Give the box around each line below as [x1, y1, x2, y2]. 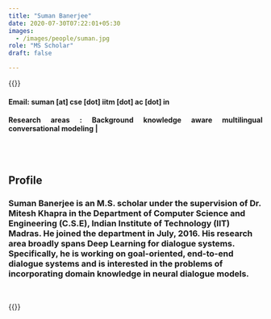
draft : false [8, 49, 52, 57]
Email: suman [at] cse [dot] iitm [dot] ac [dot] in [8, 97, 170, 106]
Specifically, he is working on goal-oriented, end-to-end [8, 248, 234, 259]
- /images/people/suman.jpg [15, 34, 110, 43]
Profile [8, 174, 43, 188]
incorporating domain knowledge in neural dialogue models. [8, 268, 250, 280]
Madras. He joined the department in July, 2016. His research [8, 228, 252, 239]
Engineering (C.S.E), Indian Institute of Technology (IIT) [8, 218, 230, 230]
